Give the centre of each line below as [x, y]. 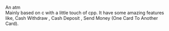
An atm [13, 7]
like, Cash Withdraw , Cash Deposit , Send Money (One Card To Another [82, 18]
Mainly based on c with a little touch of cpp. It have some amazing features [85, 13]
